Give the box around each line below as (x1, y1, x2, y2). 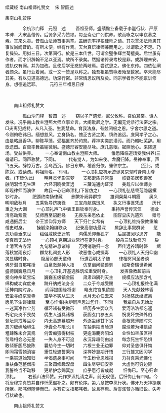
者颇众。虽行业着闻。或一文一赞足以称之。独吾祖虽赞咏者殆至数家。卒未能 (5, 69, 157, 74)
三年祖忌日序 (58, 81, 84, 87)
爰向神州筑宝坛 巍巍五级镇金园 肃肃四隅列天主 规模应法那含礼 (5, 275, 152, 280)
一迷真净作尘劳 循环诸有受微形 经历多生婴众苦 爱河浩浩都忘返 (5, 305, 152, 311)
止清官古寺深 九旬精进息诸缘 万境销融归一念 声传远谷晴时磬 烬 (5, 243, 161, 249)
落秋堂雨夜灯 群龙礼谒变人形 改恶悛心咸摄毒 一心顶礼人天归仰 (5, 250, 154, 255)
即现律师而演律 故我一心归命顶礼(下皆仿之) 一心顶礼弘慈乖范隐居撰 (5, 188, 157, 193)
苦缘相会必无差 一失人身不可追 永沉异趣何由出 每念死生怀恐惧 (5, 337, 152, 342)
